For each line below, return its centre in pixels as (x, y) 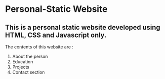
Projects (21, 67)
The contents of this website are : (39, 47)
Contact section (28, 72)
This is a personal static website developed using (83, 27)
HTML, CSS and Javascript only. (56, 35)
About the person (30, 56)
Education (22, 62)
